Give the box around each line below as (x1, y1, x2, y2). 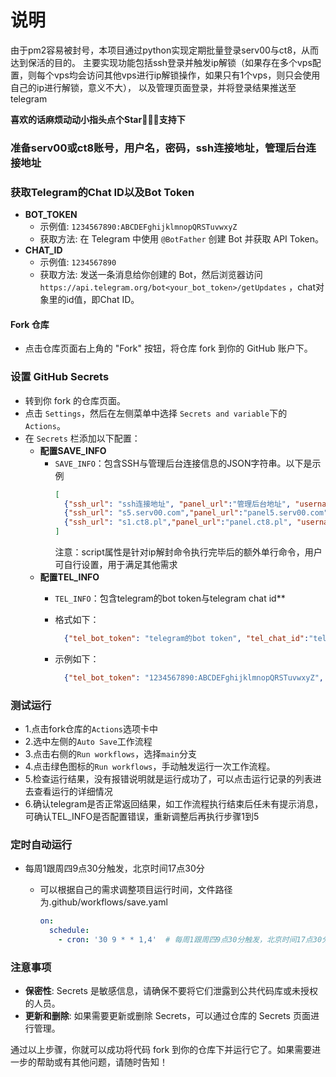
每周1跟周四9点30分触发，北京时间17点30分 (24, 862, 205, 875)
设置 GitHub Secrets (10, 370, 110, 384)
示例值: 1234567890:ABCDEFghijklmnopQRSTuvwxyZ (39, 221, 238, 233)
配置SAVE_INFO (39, 444, 107, 456)
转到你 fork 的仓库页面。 (24, 394, 127, 406)
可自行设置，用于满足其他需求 (54, 559, 178, 571)
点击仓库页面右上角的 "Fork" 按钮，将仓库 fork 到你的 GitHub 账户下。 (24, 342, 313, 355)
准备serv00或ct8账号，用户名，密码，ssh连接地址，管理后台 (10, 141, 307, 155)
